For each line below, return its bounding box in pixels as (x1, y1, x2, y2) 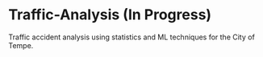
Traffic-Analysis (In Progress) (8, 6, 212, 24)
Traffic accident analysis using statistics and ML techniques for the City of (8, 32, 256, 42)
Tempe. (8, 40, 34, 50)
